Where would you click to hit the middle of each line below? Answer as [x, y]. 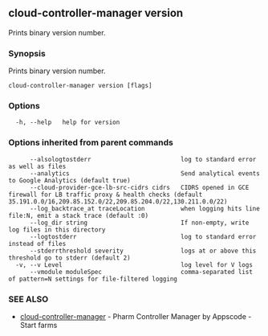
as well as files [37, 166]
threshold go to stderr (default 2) [69, 258]
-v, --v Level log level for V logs [134, 264]
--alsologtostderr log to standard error [143, 159]
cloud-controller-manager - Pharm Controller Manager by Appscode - [136, 316]
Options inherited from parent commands [91, 142]
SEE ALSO [28, 299]
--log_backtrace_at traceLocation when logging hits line [145, 208]
